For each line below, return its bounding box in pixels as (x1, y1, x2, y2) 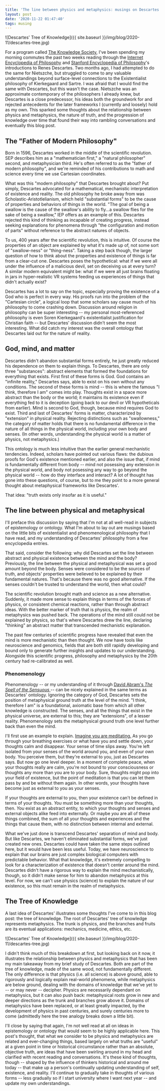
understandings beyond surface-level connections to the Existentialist (5, 75, 147, 81)
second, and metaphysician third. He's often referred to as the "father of (5, 161, 152, 167)
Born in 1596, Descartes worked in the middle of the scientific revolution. (5, 150, 152, 156)
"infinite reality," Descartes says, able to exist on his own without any (5, 378, 145, 384)
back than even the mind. (5, 723, 56, 729)
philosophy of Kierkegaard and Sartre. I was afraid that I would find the (5, 81, 149, 87)
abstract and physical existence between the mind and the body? (5, 555, 137, 561)
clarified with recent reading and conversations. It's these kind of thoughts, (5, 1054, 157, 1060)
